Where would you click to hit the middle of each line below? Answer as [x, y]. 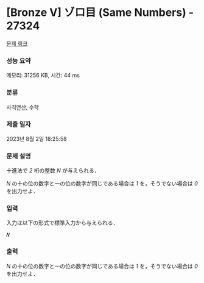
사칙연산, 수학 [23, 107]
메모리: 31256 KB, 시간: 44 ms [43, 75]
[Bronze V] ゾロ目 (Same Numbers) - [100, 13]
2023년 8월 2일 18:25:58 [37, 138]
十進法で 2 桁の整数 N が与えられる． [53, 171]
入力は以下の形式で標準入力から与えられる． [62, 223]
